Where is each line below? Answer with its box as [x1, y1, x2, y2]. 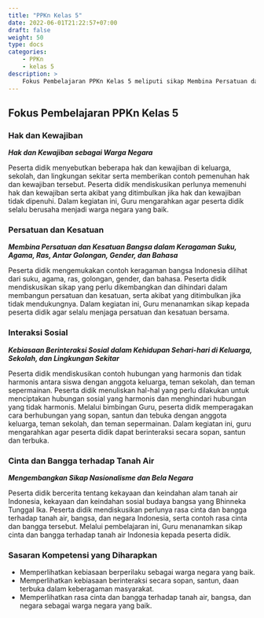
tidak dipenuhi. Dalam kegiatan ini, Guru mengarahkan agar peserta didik [8, 197, 244, 206]
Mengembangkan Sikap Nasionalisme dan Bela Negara [8, 473, 194, 483]
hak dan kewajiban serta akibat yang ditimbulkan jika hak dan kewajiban [8, 188, 241, 197]
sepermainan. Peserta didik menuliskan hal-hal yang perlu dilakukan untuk [8, 385, 250, 395]
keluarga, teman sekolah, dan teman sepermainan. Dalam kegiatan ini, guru [8, 418, 251, 429]
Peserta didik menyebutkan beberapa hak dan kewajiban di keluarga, [8, 163, 232, 173]
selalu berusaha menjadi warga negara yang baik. [8, 205, 169, 215]
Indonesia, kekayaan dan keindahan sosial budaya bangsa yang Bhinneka [8, 497, 246, 506]
